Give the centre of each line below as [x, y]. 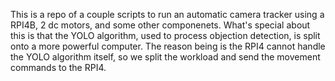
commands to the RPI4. [58, 67]
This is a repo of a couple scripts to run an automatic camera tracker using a [167, 14]
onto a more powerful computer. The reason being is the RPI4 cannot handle [168, 46]
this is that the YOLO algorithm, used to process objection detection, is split [165, 35]
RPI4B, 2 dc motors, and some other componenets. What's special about [160, 25]
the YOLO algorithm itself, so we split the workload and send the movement [165, 57]
